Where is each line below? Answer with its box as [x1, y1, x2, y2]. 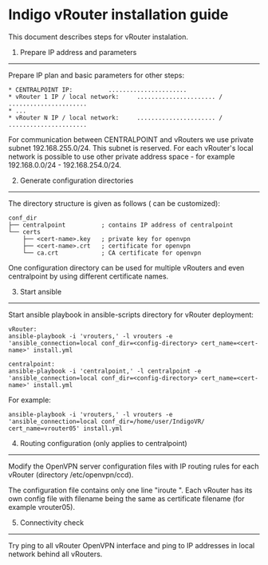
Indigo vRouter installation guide [8, 6, 229, 24]
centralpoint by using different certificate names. [8, 271, 169, 281]
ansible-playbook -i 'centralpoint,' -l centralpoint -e [8, 367, 202, 375]
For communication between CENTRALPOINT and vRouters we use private [8, 134, 254, 144]
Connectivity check [19, 517, 85, 527]
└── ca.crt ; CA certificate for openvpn [22, 249, 202, 257]
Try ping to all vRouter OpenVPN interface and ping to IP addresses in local [8, 540, 255, 550]
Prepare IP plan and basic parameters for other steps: [8, 70, 185, 80]
